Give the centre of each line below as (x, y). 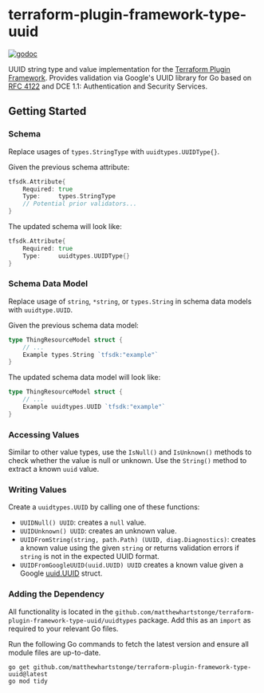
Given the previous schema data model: (74, 325)
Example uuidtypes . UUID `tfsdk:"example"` (94, 407)
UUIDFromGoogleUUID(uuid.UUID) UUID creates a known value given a (132, 565)
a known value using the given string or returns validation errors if (129, 548)
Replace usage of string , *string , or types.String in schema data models (130, 301)
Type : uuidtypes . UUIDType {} (76, 256)
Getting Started (47, 111)
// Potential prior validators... (80, 204)
